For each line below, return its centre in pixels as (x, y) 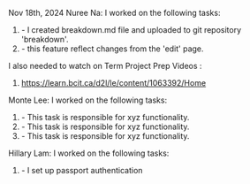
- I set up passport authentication (82, 170)
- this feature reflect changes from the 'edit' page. (112, 49)
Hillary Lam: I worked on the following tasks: (89, 153)
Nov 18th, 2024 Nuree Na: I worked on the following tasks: (114, 13)
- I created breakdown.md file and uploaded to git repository (131, 30)
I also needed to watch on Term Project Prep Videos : (105, 66)
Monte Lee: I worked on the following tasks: (88, 100)
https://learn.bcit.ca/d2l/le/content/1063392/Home (114, 83)
